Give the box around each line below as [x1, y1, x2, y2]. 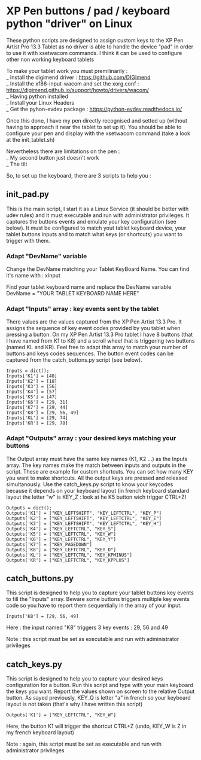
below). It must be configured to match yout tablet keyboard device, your [6, 224, 187, 231]
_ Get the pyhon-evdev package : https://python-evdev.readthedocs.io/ [6, 105, 182, 112]
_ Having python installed [6, 93, 69, 100]
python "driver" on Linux [6, 17, 133, 30]
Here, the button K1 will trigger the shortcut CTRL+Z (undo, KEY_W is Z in [6, 722, 187, 730]
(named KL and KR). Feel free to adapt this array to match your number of [6, 344, 188, 351]
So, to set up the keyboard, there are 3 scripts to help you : [6, 172, 151, 179]
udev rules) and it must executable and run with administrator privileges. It [6, 211, 190, 219]
